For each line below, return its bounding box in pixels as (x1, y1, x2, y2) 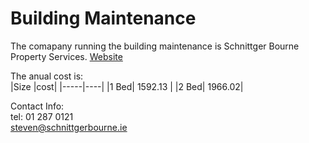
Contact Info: (10, 100, 65, 112)
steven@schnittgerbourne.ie (10, 121, 128, 133)
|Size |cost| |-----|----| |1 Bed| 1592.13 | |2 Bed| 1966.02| (10, 80, 244, 92)
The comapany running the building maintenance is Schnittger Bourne (10, 40, 300, 52)
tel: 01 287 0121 (10, 110, 74, 122)
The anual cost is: (10, 70, 84, 82)
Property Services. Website (10, 50, 123, 62)
